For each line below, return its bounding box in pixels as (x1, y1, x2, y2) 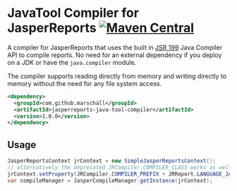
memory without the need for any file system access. (7, 79, 162, 87)
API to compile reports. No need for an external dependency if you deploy (7, 51, 222, 59)
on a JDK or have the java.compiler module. (7, 58, 137, 66)
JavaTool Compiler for (7, 5, 140, 21)
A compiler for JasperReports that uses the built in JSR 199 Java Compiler (7, 43, 223, 51)
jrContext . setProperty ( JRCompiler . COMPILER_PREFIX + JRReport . (7, 171, 197, 178)
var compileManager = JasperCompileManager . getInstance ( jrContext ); (7, 177, 213, 184)
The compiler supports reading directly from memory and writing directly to (7, 72, 227, 80)
